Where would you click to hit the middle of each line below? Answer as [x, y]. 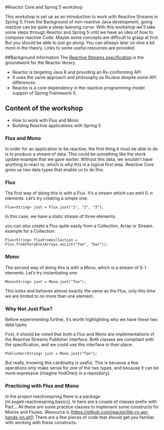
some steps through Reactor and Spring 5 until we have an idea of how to [79, 32]
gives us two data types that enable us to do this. [55, 170]
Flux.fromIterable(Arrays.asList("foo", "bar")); [57, 244]
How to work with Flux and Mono [46, 120]
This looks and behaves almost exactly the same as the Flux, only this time [80, 291]
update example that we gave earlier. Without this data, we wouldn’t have [79, 160]
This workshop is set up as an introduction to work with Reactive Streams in [82, 16]
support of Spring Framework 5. [44, 93]
